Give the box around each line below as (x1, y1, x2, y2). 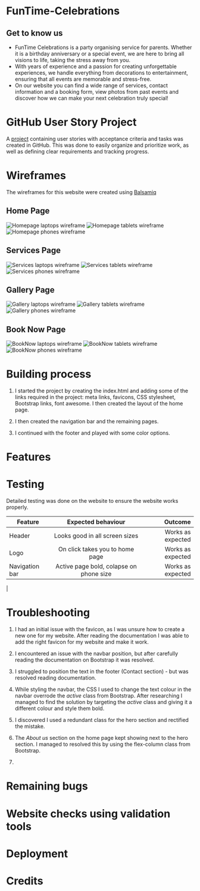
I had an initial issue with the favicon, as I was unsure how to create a (14, 626, 185, 633)
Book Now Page (6, 324, 66, 334)
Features (6, 450, 51, 464)
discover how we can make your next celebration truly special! (14, 94, 168, 102)
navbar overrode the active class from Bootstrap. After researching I (14, 692, 183, 699)
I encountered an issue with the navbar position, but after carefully (14, 650, 179, 658)
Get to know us (6, 28, 63, 38)
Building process (6, 367, 92, 381)
